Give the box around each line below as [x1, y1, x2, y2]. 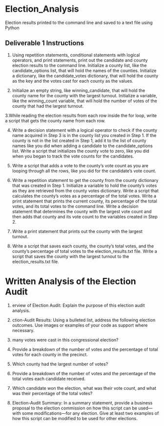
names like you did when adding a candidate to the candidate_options [12, 143, 153, 149]
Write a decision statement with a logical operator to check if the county [12, 127, 158, 133]
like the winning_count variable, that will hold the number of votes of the [12, 98, 157, 104]
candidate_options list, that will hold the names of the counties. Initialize [12, 67, 157, 73]
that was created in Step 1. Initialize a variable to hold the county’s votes [12, 182, 157, 188]
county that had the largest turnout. [12, 103, 84, 109]
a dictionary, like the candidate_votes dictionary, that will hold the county [12, 72, 159, 79]
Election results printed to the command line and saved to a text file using [5, 20, 153, 25]
